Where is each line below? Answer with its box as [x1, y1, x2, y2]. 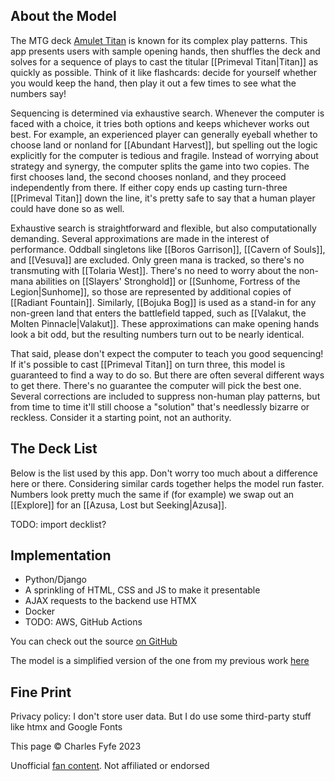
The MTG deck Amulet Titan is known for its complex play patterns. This [10, 34, 308, 46]
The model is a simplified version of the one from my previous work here [10, 655, 310, 667]
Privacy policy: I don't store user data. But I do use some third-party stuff [10, 710, 312, 723]
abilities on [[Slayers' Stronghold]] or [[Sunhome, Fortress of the [35, 275, 301, 287]
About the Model [10, 8, 117, 25]
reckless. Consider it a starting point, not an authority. [10, 411, 232, 423]
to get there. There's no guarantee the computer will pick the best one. [10, 379, 302, 391]
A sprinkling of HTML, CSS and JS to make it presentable [24, 584, 261, 596]
